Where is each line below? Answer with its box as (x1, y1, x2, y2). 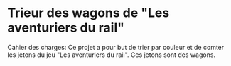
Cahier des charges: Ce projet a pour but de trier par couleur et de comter (7, 43, 225, 51)
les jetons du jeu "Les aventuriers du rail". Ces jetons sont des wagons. (7, 51, 215, 59)
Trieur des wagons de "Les (7, 5, 170, 21)
